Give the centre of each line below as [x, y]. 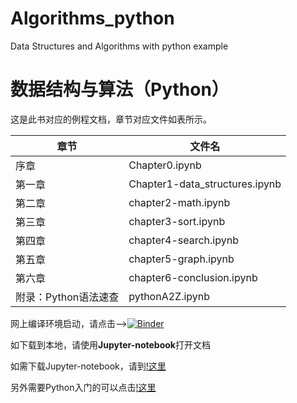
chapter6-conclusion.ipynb [193, 277]
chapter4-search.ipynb [183, 240]
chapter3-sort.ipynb [177, 221]
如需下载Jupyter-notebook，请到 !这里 [88, 366]
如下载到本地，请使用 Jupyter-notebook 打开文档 [110, 344]
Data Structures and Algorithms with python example [119, 46]
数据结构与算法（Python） [120, 89]
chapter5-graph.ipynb [181, 259]
